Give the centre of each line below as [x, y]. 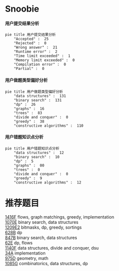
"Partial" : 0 [29, 69]
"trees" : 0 [27, 169]
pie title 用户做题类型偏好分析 [34, 92]
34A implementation [25, 253]
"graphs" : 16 [29, 109]
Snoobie [22, 9]
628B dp [14, 232]
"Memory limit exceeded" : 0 [44, 60]
